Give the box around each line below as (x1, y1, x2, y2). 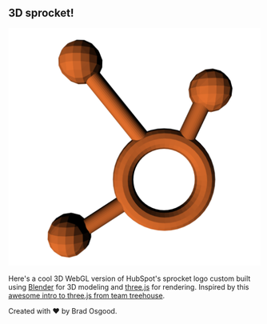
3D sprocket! (8, 6, 74, 20)
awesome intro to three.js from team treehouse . (8, 291, 165, 301)
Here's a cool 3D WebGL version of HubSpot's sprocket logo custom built (8, 274, 251, 283)
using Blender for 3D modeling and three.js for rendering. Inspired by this (8, 282, 249, 292)
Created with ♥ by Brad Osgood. (8, 306, 118, 316)
